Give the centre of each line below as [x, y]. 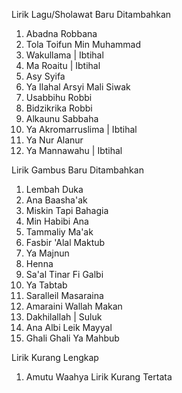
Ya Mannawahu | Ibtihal [74, 150]
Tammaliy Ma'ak [59, 232]
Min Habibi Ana [57, 221]
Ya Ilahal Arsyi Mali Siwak [78, 87]
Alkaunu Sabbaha [62, 118]
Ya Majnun [47, 253]
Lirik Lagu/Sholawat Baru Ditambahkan [91, 14]
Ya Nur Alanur [54, 140]
